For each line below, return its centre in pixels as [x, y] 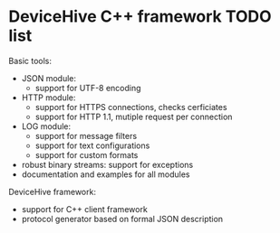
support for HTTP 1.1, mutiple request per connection [134, 116]
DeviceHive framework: [53, 191]
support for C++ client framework [85, 209]
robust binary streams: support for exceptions [107, 164]
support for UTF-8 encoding [88, 88]
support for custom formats [87, 154]
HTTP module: [48, 98]
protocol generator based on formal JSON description [122, 219]
